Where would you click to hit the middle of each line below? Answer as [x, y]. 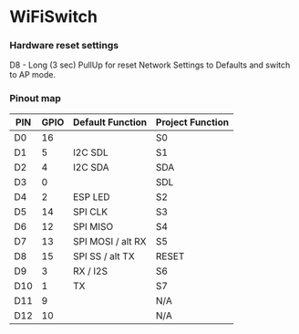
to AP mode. [33, 75]
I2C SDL [91, 152]
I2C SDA [91, 167]
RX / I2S [90, 271]
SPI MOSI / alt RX [110, 241]
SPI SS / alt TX [103, 256]
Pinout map [36, 99]
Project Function [192, 122]
